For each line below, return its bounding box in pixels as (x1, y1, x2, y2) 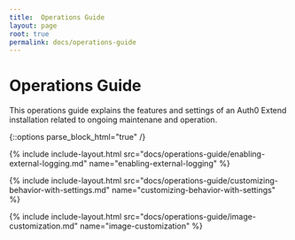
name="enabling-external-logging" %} (89, 159, 230, 169)
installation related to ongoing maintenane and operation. (9, 114, 218, 125)
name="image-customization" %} (79, 221, 204, 231)
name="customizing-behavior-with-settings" (112, 185, 276, 196)
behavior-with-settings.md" (9, 185, 111, 196)
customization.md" (9, 221, 78, 231)
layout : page (9, 21, 58, 30)
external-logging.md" (9, 159, 88, 169)
